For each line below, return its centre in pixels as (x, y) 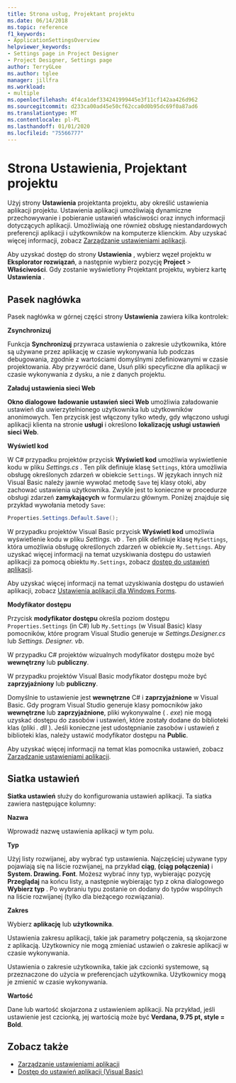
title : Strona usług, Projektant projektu (71, 14)
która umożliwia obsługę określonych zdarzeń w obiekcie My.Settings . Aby (117, 547)
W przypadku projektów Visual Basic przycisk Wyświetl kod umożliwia (111, 532)
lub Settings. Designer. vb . (46, 641)
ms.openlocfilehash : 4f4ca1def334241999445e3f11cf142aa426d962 (103, 100)
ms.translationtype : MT (43, 113)
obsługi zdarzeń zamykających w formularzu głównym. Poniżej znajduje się (118, 498)
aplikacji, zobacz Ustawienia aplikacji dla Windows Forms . (92, 591)
